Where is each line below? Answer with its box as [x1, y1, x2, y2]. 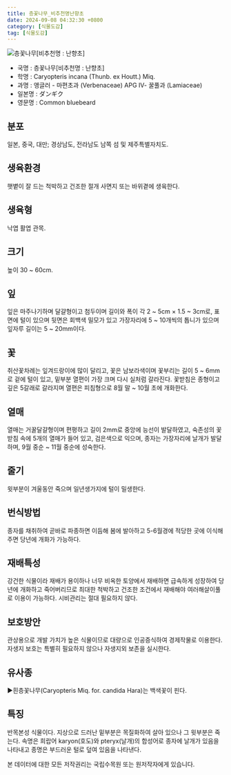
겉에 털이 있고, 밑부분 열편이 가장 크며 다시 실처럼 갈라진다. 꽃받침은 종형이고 [14, 375, 221, 383]
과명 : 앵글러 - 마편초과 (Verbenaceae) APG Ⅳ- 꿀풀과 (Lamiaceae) [17, 81, 203, 90]
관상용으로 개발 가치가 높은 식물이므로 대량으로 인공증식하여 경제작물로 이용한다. [7, 636, 223, 644]
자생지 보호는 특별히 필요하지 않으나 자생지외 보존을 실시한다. [7, 644, 171, 653]
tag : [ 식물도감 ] [7, 29, 48, 37]
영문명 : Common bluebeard [17, 98, 96, 107]
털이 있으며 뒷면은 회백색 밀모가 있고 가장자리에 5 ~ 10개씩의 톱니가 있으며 [19, 316, 219, 325]
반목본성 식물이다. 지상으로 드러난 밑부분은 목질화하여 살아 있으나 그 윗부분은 [7, 728, 214, 736]
